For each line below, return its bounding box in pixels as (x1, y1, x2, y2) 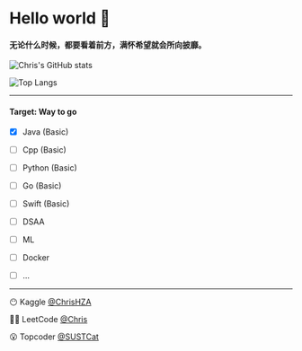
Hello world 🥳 (9, 8, 111, 29)
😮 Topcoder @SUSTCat (9, 331, 99, 342)
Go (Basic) (22, 180, 62, 191)
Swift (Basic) (22, 197, 70, 209)
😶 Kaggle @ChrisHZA (9, 296, 92, 308)
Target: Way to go (9, 106, 77, 117)
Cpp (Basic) (22, 144, 67, 155)
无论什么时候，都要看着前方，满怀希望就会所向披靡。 (9, 39, 207, 50)
